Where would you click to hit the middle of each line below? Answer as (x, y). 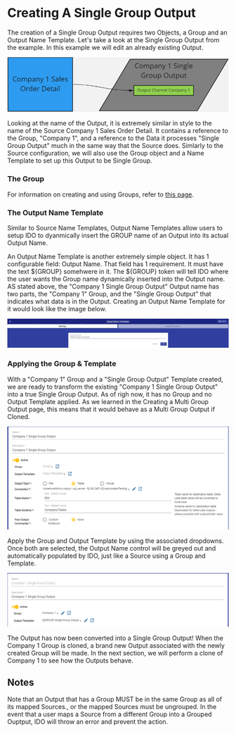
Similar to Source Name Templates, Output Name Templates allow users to (115, 228)
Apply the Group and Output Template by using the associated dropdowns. (116, 541)
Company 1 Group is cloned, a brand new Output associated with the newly (116, 645)
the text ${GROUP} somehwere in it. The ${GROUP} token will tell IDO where (118, 272)
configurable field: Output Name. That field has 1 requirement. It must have (115, 264)
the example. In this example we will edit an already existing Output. (105, 47)
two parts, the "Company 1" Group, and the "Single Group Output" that (110, 294)
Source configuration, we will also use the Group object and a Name (106, 154)
